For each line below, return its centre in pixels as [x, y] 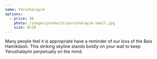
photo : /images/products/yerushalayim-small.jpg [65, 23]
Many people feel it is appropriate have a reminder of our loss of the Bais [79, 41]
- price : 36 [22, 18]
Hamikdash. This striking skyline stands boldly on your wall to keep [73, 46]
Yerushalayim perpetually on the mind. [44, 52]
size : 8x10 [25, 28]
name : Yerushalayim [25, 9]
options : [14, 14]
